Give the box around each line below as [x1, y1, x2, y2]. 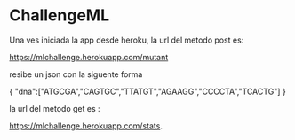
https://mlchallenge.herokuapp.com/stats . [9, 121, 163, 131]
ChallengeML [9, 5, 109, 26]
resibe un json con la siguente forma [9, 68, 143, 80]
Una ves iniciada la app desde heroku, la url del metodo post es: [9, 35, 244, 45]
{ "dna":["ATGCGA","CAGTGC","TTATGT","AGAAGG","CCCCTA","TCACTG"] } [9, 86, 286, 97]
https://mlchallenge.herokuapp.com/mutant [9, 51, 169, 62]
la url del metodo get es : [9, 103, 100, 113]
